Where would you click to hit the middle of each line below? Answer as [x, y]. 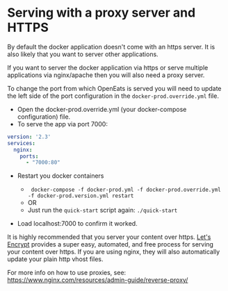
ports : [29, 156]
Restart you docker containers [60, 176]
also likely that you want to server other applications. [83, 54]
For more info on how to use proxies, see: [67, 273]
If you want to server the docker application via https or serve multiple [108, 67]
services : [22, 143]
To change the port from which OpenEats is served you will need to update [114, 88]
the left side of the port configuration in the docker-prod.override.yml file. [113, 96]
